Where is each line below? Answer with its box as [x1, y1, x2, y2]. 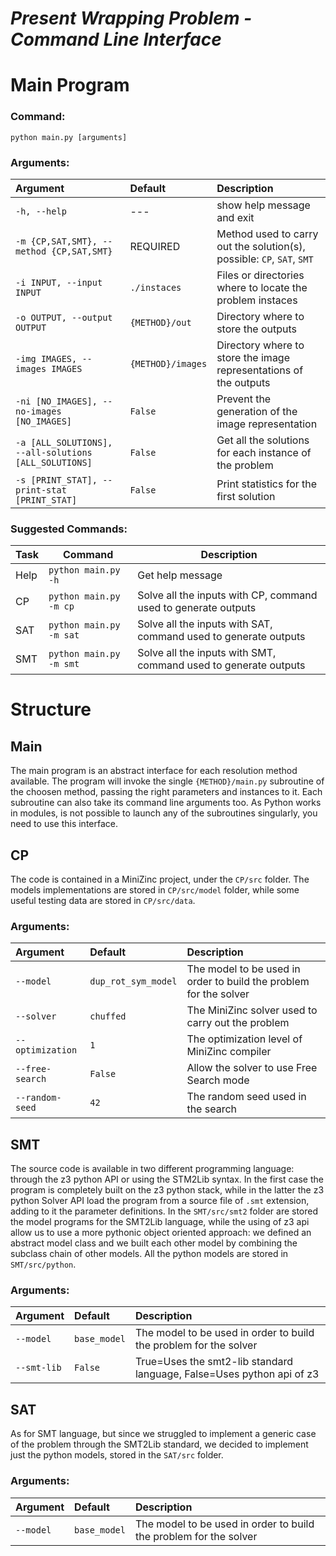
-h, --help [15, 205, 67, 217]
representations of [216, 363, 304, 377]
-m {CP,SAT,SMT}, [15, 235, 98, 247]
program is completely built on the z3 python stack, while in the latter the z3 [10, 1184, 325, 1196]
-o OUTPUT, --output [15, 312, 113, 323]
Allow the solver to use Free [186, 1061, 318, 1075]
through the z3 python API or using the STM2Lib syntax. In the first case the [10, 1173, 324, 1186]
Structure [10, 698, 92, 721]
